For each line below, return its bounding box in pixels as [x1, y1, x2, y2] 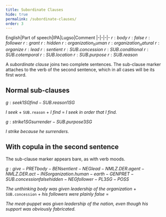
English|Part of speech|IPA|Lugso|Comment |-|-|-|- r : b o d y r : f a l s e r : [5, 35, 150, 41]
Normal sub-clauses [5, 86, 70, 95]
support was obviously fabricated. [5, 206, 76, 212]
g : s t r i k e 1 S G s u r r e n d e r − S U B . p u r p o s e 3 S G [5, 119, 92, 125]
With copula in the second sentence [5, 143, 119, 151]
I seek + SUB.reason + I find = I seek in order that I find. [5, 109, 118, 115]
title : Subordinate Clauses [5, 7, 64, 12]
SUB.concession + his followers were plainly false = [5, 191, 109, 197]
